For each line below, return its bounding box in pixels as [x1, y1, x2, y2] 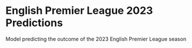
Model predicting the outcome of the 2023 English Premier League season [5, 35, 187, 42]
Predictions [5, 16, 63, 29]
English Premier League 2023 [5, 4, 154, 17]
